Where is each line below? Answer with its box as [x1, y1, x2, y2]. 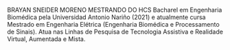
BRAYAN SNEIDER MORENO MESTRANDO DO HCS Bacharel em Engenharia [7, 6, 222, 14]
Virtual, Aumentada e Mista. [7, 35, 86, 43]
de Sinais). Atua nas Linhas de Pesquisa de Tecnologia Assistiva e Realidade [7, 27, 223, 36]
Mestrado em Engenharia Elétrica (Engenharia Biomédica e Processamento [7, 21, 220, 28]
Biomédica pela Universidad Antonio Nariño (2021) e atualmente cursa [7, 13, 206, 21]
